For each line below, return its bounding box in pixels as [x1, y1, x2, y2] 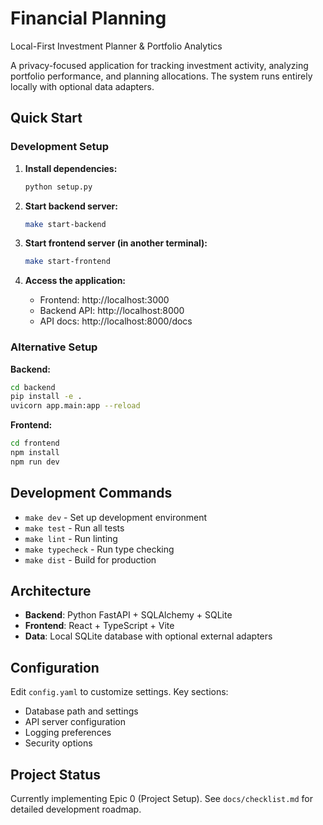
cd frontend [10, 438, 60, 449]
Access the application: [24, 275, 127, 287]
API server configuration [24, 716, 126, 728]
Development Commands [10, 485, 173, 502]
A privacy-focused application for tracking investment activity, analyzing [10, 59, 309, 71]
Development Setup [10, 140, 109, 154]
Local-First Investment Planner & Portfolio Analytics [10, 40, 223, 52]
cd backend [10, 382, 56, 392]
